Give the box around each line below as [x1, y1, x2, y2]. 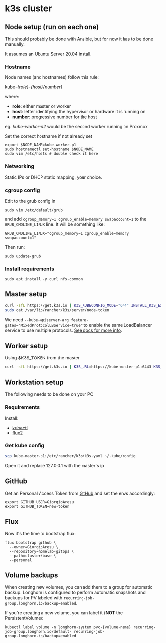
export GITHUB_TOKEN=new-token [5, 504, 70, 509]
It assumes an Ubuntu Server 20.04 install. [5, 51, 92, 57]
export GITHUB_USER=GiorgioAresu [5, 500, 74, 504]
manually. [5, 41, 25, 47]
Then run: [5, 244, 25, 250]
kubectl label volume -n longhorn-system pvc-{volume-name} [5, 625, 132, 630]
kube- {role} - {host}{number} [5, 84, 63, 90]
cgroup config [5, 187, 40, 194]
